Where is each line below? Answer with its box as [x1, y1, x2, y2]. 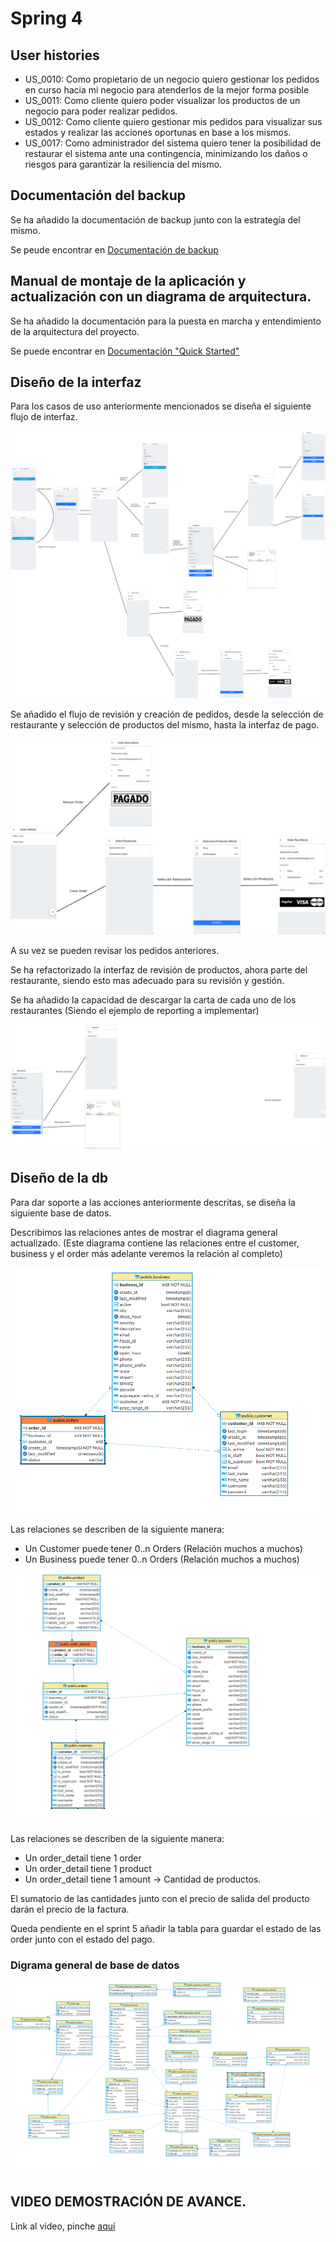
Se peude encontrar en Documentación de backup [10, 243, 219, 256]
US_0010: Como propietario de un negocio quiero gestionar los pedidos [24, 73, 320, 85]
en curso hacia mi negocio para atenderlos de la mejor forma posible [24, 84, 310, 96]
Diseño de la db [10, 1170, 109, 1187]
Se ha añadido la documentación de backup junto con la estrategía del [10, 213, 301, 226]
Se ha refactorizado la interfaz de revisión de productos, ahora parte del [10, 964, 308, 976]
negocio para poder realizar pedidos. [24, 105, 178, 117]
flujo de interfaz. [10, 411, 78, 423]
